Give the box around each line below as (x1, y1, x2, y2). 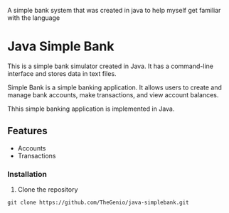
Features (7, 125, 48, 137)
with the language (7, 13, 60, 22)
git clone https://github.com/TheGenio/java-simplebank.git (7, 199, 190, 207)
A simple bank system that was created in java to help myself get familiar (7, 6, 221, 14)
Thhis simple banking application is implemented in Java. (7, 104, 175, 113)
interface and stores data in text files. (7, 69, 117, 77)
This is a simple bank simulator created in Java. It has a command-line (7, 62, 213, 70)
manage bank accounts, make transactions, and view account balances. (7, 90, 219, 99)
